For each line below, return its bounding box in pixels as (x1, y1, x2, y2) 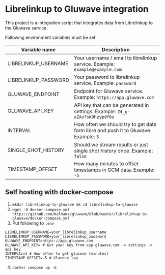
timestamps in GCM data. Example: (74, 166, 155, 173)
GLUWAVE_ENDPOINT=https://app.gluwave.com (5, 238, 93, 243)
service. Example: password (74, 80, 137, 87)
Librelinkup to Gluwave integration (5, 3, 149, 15)
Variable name (21, 46, 56, 53)
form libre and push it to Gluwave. (74, 127, 152, 134)
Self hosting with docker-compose (5, 188, 114, 196)
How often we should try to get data (74, 121, 157, 127)
